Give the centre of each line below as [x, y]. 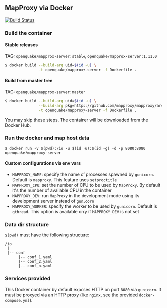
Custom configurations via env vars [43, 163]
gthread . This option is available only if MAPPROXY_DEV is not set [76, 212]
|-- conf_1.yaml [35, 257]
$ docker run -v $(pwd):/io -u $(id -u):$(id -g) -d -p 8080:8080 [75, 148]
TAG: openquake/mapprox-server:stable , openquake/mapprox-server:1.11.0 [81, 56]
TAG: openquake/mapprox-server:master [45, 92]
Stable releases [22, 45]
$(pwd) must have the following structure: [47, 235]
